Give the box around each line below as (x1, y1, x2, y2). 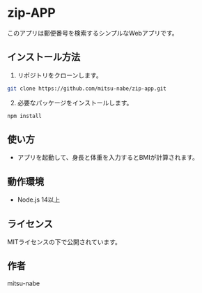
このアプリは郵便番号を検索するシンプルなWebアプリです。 (7, 29, 178, 37)
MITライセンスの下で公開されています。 (7, 237, 122, 246)
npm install (7, 112, 42, 119)
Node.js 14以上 (17, 195, 61, 204)
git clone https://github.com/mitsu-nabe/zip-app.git (7, 85, 167, 92)
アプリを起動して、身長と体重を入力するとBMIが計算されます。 (17, 153, 199, 162)
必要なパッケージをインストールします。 (17, 98, 133, 107)
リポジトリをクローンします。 (17, 71, 102, 80)
